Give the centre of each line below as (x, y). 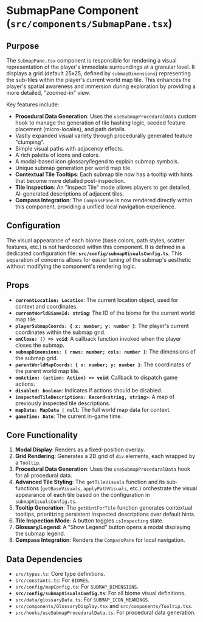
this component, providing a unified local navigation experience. (95, 207)
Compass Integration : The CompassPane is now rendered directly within (104, 200)
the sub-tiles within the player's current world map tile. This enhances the (99, 80)
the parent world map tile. (47, 371)
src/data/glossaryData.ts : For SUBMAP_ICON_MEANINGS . (82, 600)
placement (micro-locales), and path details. (71, 129)
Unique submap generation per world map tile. (73, 168)
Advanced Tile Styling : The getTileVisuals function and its (90, 482)
